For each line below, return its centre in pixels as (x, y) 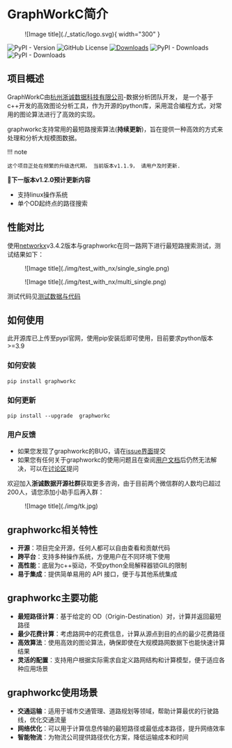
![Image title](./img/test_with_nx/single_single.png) (97, 268)
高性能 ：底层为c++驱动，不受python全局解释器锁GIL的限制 (102, 565)
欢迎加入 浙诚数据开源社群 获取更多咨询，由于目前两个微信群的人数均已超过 (114, 484)
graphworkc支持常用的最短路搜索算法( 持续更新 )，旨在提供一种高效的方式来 (115, 129)
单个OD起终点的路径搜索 (53, 203)
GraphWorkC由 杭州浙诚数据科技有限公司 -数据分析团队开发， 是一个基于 (110, 97)
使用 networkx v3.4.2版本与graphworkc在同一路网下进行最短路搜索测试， (111, 246)
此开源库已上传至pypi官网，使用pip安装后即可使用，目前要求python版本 (110, 338)
